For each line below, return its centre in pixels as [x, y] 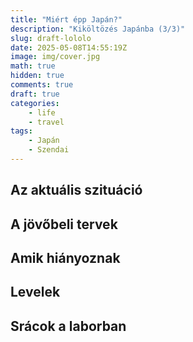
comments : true [42, 85]
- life [42, 112]
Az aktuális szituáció [76, 190]
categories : [35, 103]
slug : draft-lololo [51, 38]
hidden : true [37, 76]
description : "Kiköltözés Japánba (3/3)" [98, 29]
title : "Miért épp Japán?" [66, 19]
